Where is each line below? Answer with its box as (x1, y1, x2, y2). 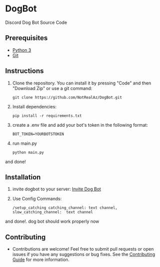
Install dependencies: (12, 103, 57, 109)
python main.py (12, 150, 44, 155)
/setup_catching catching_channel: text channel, (12, 205, 118, 210)
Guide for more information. (12, 257, 70, 263)
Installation (5, 173, 41, 181)
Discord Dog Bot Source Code (5, 19, 67, 25)
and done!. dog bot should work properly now (5, 218, 100, 224)
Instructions (5, 67, 44, 75)
